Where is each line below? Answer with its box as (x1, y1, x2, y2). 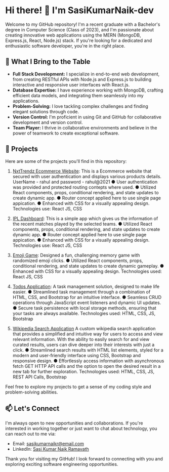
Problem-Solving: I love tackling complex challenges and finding (12, 103, 148, 109)
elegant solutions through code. (12, 108, 79, 114)
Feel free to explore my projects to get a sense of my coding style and (5, 383, 151, 390)
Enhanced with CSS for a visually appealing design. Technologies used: (12, 268, 162, 274)
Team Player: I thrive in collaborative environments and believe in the (12, 124, 157, 131)
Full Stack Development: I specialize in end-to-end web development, (12, 71, 160, 77)
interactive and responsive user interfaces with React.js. (12, 81, 130, 88)
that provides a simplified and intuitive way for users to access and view (12, 331, 163, 337)
